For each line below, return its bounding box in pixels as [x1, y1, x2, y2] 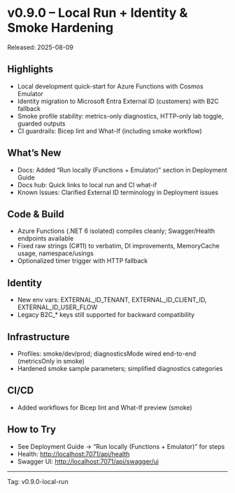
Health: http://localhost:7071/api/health [17, 450, 130, 458]
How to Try [7, 424, 56, 435]
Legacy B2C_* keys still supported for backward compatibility [17, 311, 195, 319]
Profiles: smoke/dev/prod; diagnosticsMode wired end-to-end [17, 349, 197, 358]
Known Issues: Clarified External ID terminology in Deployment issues [17, 188, 219, 196]
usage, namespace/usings [17, 249, 94, 257]
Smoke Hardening [7, 20, 114, 36]
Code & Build [7, 208, 64, 220]
